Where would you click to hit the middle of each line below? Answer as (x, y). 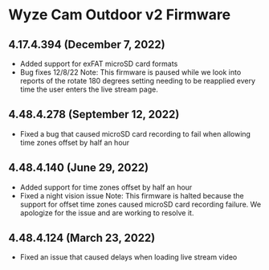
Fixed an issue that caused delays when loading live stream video (128, 257)
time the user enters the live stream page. (89, 89)
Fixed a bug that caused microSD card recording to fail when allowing (135, 133)
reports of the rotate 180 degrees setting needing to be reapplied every (137, 81)
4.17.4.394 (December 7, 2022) (87, 45)
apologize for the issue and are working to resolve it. (107, 213)
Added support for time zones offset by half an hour (106, 187)
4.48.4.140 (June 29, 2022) (79, 168)
